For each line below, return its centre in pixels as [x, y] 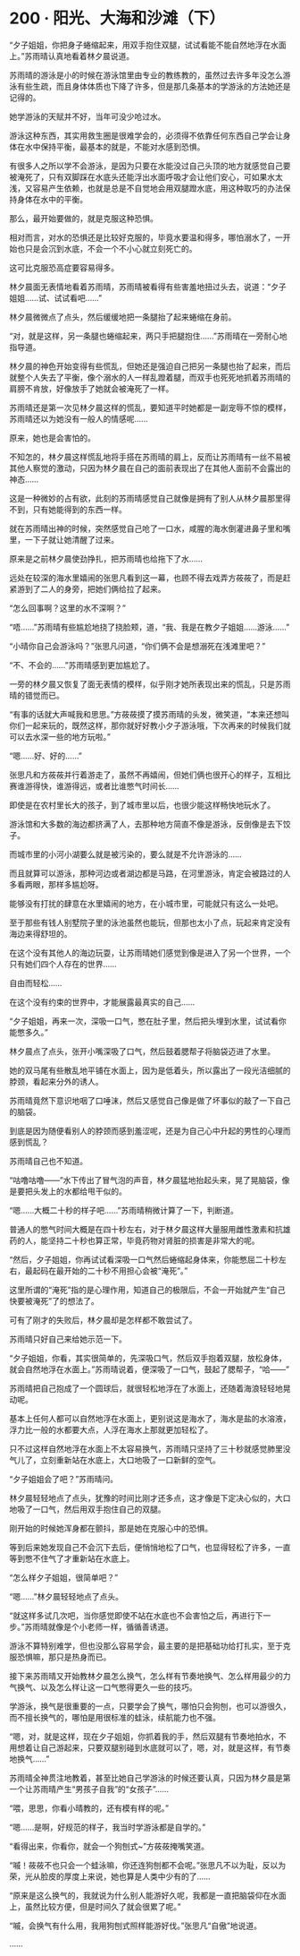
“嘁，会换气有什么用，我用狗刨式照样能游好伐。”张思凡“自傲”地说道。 [135, 1926]
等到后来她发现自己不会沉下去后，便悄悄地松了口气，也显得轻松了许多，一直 [150, 1547]
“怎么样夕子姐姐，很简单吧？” [64, 1577]
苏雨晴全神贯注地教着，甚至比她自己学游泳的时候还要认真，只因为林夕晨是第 [150, 1778]
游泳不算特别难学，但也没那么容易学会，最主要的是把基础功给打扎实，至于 [146, 1645]
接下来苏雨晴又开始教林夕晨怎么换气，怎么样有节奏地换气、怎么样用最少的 [146, 1676]
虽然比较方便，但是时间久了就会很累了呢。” [103, 1906]
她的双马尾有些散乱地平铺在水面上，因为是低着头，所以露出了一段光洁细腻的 [150, 1070]
